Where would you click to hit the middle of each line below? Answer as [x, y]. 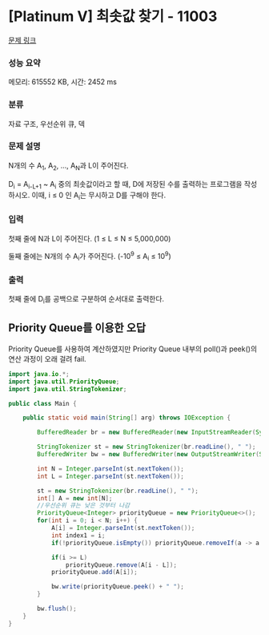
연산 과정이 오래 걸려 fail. [47, 358]
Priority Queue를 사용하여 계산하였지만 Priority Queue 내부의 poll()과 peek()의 [133, 349]
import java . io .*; [39, 374]
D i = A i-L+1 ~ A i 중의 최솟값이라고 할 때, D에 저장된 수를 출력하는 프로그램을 [125, 185]
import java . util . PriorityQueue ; [64, 382]
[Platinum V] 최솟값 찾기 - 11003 [113, 16]
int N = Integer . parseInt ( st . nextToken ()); [110, 469]
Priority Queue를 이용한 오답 [77, 328]
